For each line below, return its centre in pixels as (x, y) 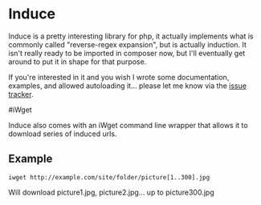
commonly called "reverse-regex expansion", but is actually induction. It (128, 44)
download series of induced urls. (63, 134)
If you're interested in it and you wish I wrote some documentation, (119, 77)
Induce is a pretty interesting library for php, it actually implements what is (131, 36)
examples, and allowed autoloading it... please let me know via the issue (128, 86)
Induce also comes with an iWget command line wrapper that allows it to (128, 125)
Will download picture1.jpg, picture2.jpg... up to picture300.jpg (111, 192)
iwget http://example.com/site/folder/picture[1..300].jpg (109, 177)
